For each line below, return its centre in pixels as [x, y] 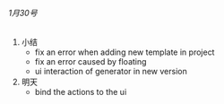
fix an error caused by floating [90, 62]
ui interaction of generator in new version [111, 72]
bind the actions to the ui [81, 92]
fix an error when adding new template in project [125, 52]
